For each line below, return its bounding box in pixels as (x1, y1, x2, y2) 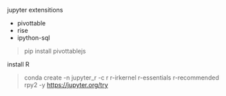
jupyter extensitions (7, 6, 63, 14)
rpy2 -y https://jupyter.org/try (23, 81, 108, 88)
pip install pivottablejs (23, 47, 86, 55)
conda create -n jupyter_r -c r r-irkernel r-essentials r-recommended (23, 73, 219, 82)
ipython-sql (17, 34, 50, 42)
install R (7, 60, 30, 68)
